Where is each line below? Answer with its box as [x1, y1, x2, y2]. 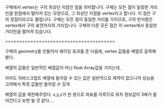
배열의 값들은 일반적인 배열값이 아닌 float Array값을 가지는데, [5, 65, 121, 71]
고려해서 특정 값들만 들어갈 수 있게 [5, 81, 70, 87]
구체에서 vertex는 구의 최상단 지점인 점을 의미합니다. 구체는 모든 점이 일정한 [5, 4, 148, 10]
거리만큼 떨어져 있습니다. [5, 29, 52, 34]
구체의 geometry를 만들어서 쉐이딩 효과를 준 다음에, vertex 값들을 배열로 [5, 48, 144, 54]
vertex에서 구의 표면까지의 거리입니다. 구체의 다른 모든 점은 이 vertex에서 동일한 [5, 22, 157, 28]
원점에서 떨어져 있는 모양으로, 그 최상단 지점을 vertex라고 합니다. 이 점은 [14, 10, 151, 16]
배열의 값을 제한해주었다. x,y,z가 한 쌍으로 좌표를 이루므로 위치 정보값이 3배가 [5, 91, 152, 97]
